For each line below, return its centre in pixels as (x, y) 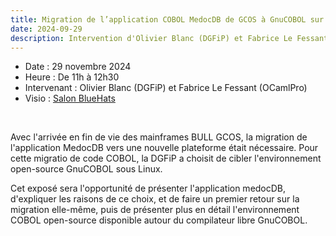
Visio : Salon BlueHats (70, 98)
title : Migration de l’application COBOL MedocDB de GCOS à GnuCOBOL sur (167, 19)
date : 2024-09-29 (46, 29)
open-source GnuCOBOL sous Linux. (86, 169)
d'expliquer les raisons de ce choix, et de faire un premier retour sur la (155, 199)
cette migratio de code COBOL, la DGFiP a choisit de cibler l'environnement (166, 158)
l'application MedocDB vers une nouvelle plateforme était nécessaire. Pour (164, 148)
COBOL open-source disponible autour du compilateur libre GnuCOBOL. (159, 220)
